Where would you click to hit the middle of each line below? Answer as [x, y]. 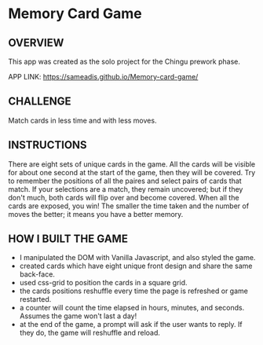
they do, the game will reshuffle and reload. [90, 333]
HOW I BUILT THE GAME [68, 239]
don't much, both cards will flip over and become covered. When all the [124, 197]
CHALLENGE [40, 102]
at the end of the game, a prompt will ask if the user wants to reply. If [131, 325]
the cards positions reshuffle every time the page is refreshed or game [134, 291]
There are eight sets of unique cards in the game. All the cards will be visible [132, 164]
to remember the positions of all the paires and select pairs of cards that [125, 181]
